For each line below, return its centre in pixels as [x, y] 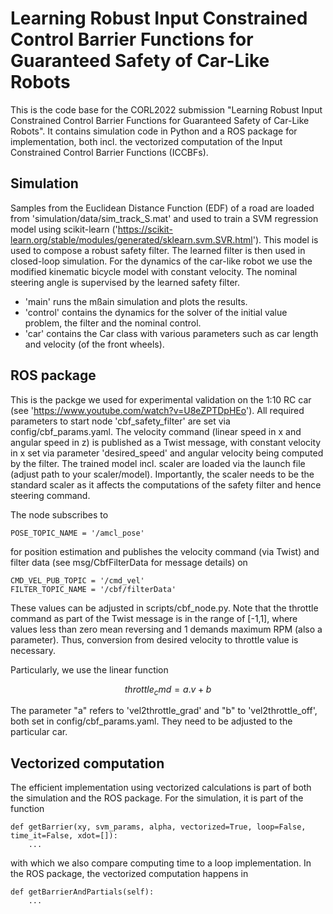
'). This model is [285, 239]
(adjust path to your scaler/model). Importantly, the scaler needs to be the [162, 474]
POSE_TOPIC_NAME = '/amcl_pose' [77, 533]
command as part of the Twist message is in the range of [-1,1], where [154, 618]
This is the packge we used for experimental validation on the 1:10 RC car [161, 399]
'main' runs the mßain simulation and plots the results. [136, 301]
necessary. [33, 650]
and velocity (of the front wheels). [94, 344]
